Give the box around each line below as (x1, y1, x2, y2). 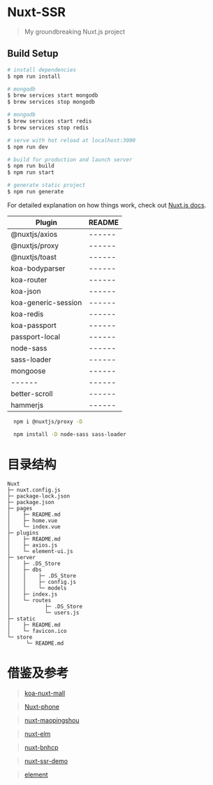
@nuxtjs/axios (10, 229, 58, 239)
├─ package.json (7, 498, 54, 505)
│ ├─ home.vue (7, 517, 58, 524)
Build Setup (7, 48, 59, 60)
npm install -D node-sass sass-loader (13, 430, 127, 438)
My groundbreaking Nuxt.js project (24, 27, 126, 36)
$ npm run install (7, 73, 61, 80)
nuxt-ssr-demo (24, 756, 68, 765)
